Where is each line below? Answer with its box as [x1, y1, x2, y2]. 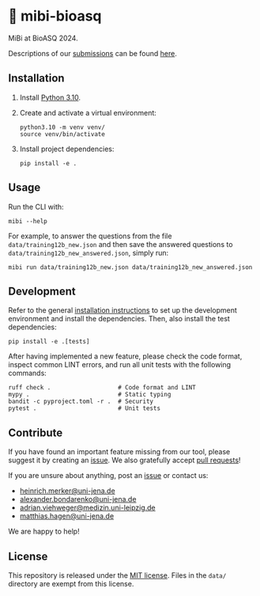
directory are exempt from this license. [8, 579, 134, 588]
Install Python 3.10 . [19, 93, 81, 102]
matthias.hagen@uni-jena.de [19, 511, 115, 521]
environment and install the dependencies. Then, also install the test [8, 314, 231, 324]
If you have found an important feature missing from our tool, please [8, 447, 231, 457]
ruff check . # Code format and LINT [8, 384, 196, 392]
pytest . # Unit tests [8, 404, 160, 412]
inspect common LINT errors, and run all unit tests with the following [8, 360, 232, 370]
